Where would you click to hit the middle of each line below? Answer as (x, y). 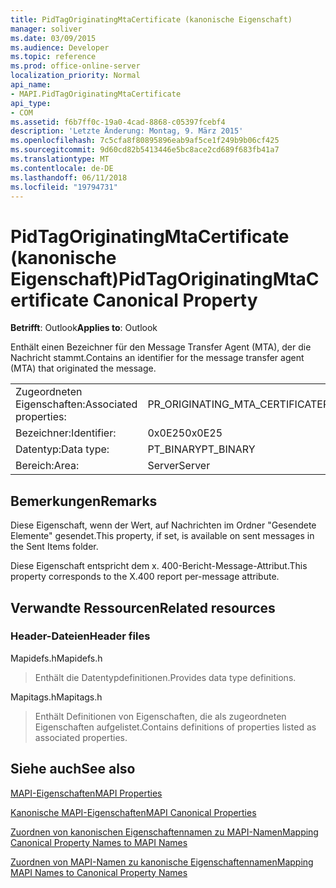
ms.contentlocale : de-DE (62, 168)
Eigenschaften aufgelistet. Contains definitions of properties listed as (175, 727)
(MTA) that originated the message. (83, 368)
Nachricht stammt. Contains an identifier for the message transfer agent (157, 358)
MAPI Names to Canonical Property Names (99, 872)
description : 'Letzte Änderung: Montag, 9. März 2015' (127, 131)
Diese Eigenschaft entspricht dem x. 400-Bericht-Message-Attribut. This (159, 566)
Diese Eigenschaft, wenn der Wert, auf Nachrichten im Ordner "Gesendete (163, 525)
